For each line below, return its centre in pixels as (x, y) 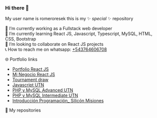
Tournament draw (30, 80)
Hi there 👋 (17, 8)
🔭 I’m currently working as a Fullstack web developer (59, 29)
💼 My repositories (23, 110)
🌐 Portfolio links (21, 59)
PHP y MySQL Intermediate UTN (45, 95)
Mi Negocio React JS (33, 75)
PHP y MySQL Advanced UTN (43, 90)
